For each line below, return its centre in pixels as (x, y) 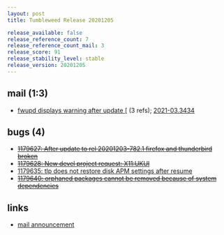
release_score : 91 (34, 52)
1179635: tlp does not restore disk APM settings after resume (105, 171)
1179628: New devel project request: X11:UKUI (83, 164)
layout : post (26, 14)
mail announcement (46, 225)
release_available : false (45, 33)
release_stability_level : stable (56, 59)
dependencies (38, 186)
